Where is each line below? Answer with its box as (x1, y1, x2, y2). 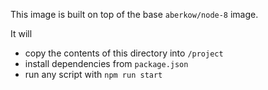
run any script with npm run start (24, 69, 163, 80)
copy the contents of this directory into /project (24, 47, 224, 59)
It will (10, 28, 33, 39)
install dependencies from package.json (24, 58, 189, 69)
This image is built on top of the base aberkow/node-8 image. (10, 9, 259, 20)
